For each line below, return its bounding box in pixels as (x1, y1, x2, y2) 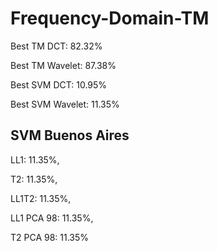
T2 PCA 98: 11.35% (10, 231, 90, 243)
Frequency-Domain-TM (10, 7, 210, 30)
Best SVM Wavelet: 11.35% (10, 98, 120, 110)
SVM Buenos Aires (10, 127, 130, 144)
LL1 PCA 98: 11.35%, (10, 212, 94, 224)
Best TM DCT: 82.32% (10, 40, 103, 52)
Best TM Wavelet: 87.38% (10, 59, 117, 71)
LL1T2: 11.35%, (10, 192, 72, 204)
